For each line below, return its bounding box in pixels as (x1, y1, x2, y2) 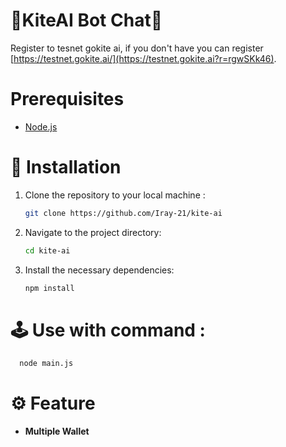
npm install (24, 283, 75, 293)
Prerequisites (10, 88, 125, 111)
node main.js (19, 359, 74, 369)
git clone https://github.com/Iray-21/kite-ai (24, 208, 223, 218)
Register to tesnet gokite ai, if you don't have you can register (10, 42, 264, 54)
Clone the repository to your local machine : (24, 189, 206, 201)
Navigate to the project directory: (24, 226, 162, 238)
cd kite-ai (24, 245, 71, 256)
